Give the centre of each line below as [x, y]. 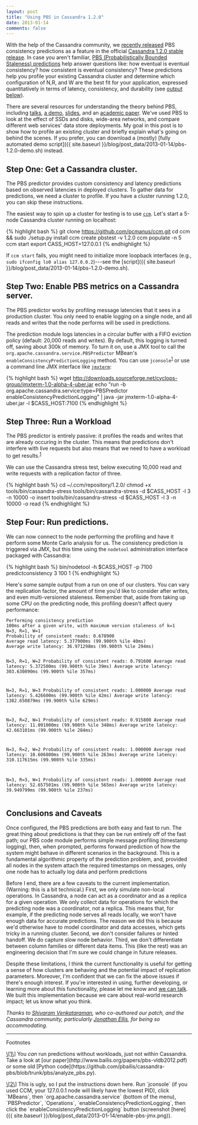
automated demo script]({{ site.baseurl [53, 144]
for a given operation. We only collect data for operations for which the [92, 902]
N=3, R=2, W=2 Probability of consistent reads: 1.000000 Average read [96, 750]
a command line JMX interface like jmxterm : [59, 367]
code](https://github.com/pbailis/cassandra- [111, 1066]
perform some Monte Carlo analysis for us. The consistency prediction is [95, 543]
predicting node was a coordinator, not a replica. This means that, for [90, 908]
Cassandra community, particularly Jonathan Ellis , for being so [83, 1019]
